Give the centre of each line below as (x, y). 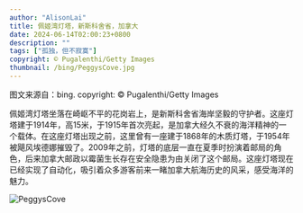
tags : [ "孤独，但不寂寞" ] (53, 51)
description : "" (40, 43)
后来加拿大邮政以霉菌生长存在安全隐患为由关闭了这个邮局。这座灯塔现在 (159, 158)
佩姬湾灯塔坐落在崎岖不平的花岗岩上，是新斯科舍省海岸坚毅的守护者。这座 (147, 113)
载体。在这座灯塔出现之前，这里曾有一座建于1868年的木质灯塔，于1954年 (153, 136)
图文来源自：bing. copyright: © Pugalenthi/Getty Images (114, 94)
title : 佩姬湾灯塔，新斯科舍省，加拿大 (74, 26)
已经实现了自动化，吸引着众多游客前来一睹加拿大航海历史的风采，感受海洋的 (151, 169)
